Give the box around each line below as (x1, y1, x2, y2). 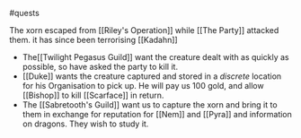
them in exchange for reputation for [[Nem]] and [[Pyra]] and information (22, 109, 292, 119)
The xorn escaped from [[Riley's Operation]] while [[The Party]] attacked (9, 25, 279, 35)
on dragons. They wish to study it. (22, 118, 149, 129)
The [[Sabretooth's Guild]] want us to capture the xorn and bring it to (22, 99, 278, 110)
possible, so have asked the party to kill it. (22, 62, 178, 72)
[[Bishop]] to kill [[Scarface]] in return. (22, 90, 164, 100)
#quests (9, 8, 40, 18)
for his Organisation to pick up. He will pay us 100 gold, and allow (22, 81, 264, 91)
